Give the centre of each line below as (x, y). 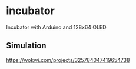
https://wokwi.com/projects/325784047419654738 (68, 60)
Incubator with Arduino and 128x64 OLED (57, 27)
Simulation (26, 46)
